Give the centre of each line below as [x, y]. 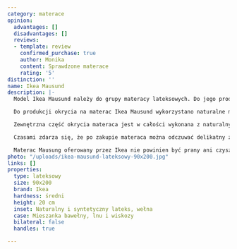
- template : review [42, 47]
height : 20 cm [34, 202]
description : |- [31, 92]
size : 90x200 [33, 183]
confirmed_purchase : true [58, 54]
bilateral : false [39, 222]
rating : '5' [37, 73]
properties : [25, 170]
